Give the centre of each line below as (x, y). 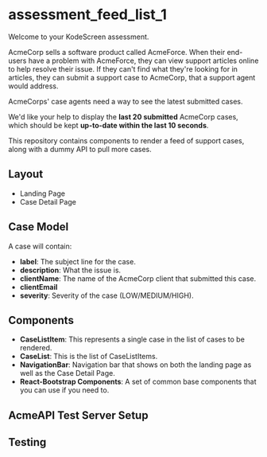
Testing (27, 442)
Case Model (39, 227)
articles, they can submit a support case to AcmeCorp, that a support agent (132, 77)
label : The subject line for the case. (78, 261)
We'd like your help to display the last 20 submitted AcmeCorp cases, (123, 116)
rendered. (36, 348)
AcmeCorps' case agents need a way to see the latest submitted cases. (126, 101)
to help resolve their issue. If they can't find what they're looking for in (123, 68)
